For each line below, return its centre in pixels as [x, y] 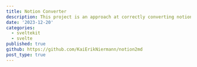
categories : [21, 28]
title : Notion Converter [36, 11]
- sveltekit [26, 33]
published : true [26, 44]
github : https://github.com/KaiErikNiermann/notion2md [74, 50]
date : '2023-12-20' [30, 22]
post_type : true [26, 55]
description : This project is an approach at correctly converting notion [99, 17]
